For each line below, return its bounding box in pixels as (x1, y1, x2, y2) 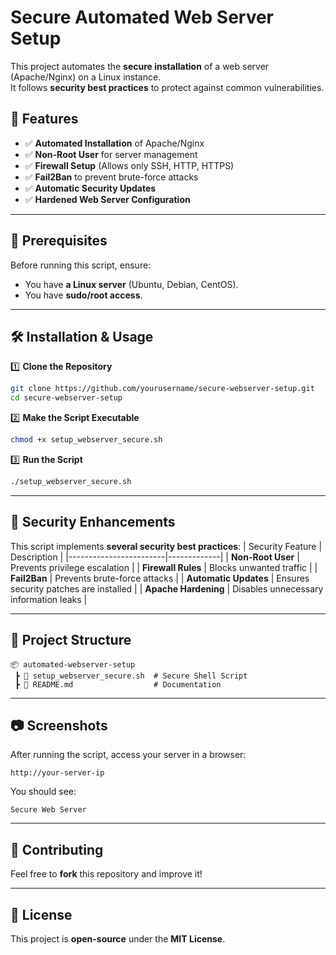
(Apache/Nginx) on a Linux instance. (10, 71, 162, 83)
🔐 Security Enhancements (10, 514, 176, 531)
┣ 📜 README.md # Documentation (14, 679, 222, 690)
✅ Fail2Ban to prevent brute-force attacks (24, 171, 199, 183)
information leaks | (10, 593, 88, 605)
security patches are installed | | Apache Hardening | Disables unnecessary (10, 582, 324, 595)
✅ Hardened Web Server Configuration (24, 193, 191, 205)
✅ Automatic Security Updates (24, 182, 157, 194)
